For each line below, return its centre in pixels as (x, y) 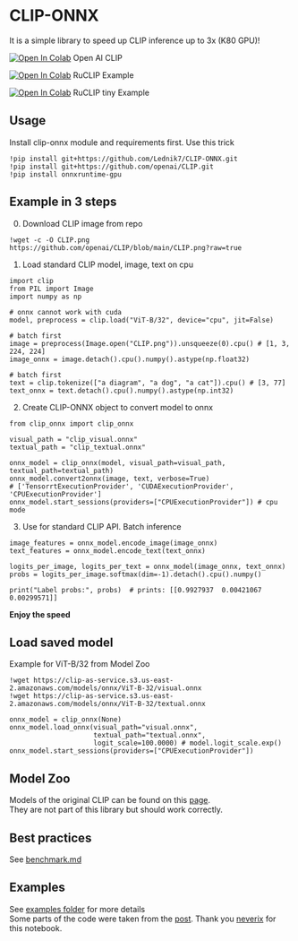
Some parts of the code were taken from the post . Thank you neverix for (143, 919)
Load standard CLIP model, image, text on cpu (108, 264)
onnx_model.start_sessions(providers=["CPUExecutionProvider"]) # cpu (144, 502)
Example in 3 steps (63, 202)
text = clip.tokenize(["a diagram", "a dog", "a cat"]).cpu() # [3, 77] (148, 383)
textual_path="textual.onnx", (149, 736)
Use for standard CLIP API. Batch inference (102, 526)
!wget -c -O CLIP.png (50, 240)
